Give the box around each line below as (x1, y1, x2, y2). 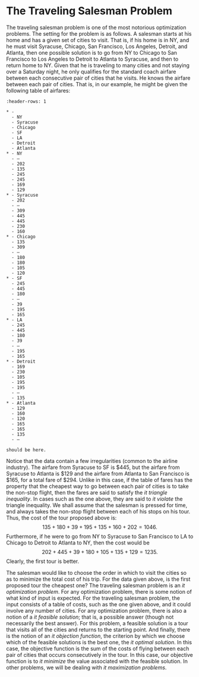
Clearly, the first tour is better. (6, 558, 80, 565)
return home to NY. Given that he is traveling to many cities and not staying (6, 61, 190, 69)
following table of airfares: (6, 87, 71, 94)
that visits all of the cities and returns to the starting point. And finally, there (6, 626, 191, 633)
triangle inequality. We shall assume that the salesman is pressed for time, (6, 501, 188, 509)
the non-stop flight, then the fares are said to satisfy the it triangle (6, 489, 168, 496)
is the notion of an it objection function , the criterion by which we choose (6, 632, 185, 640)
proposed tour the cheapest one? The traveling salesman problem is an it (6, 581, 185, 589)
